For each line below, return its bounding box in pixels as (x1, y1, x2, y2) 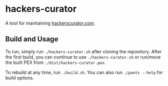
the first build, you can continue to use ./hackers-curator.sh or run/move (5, 54, 161, 60)
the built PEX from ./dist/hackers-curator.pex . (5, 59, 106, 66)
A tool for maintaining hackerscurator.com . (5, 20, 96, 26)
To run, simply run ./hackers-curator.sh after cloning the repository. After (5, 48, 162, 54)
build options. (5, 75, 34, 81)
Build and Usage (5, 35, 59, 44)
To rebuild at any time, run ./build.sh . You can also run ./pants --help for (5, 69, 163, 75)
